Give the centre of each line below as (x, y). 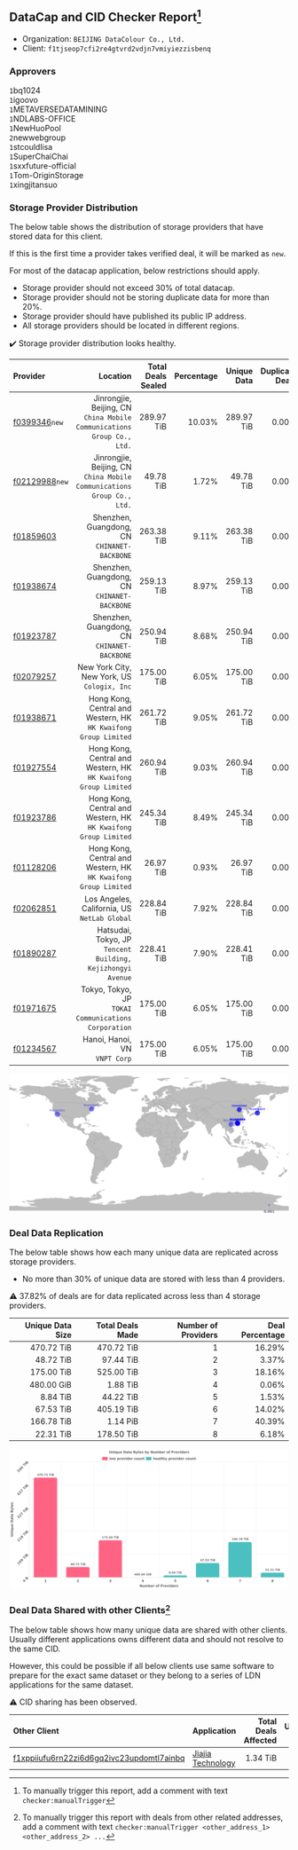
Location (115, 375)
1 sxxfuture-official (43, 166)
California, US (106, 908)
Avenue (120, 978)
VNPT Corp (114, 1059)
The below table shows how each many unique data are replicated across (144, 1252)
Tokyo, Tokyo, (106, 989)
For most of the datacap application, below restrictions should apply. (134, 271)
